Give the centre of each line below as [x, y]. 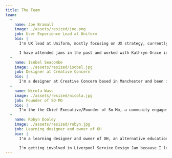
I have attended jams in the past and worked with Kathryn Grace [90, 53]
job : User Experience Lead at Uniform [56, 34]
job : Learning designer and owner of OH [58, 129]
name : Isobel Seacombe [39, 62]
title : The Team [23, 10]
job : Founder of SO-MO [39, 101]
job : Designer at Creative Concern [52, 72]
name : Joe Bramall [34, 24]
